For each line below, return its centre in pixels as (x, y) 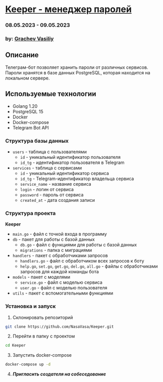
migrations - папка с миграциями (56, 250)
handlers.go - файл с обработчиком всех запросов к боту (82, 261)
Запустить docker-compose (42, 355)
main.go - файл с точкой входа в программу (60, 234)
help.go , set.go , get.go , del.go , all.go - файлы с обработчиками (89, 266)
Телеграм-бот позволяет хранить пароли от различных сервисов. (77, 67)
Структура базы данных (37, 141)
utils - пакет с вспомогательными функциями (63, 293)
